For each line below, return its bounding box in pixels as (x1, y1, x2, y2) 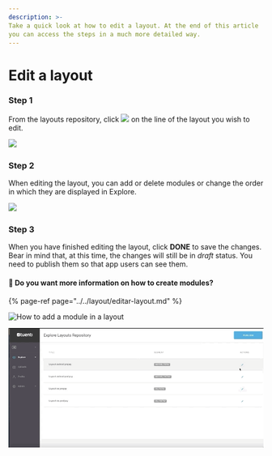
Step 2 (8, 160, 35, 171)
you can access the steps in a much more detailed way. (8, 30, 201, 38)
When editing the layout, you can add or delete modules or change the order (8, 178, 264, 188)
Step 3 (8, 224, 35, 235)
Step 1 (8, 95, 33, 106)
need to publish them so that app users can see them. (8, 259, 189, 269)
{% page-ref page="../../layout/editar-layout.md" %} (8, 296, 183, 305)
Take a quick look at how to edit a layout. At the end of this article (8, 21, 259, 30)
